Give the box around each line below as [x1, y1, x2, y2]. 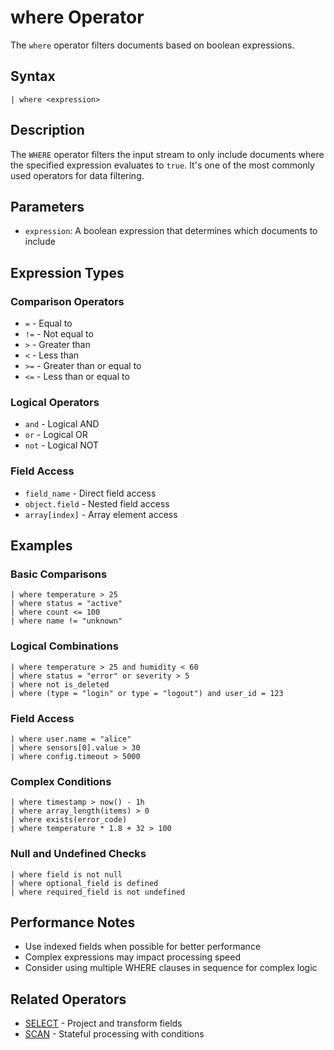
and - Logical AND [24, 418, 100, 430]
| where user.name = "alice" [10, 734, 132, 744]
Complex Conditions [10, 774, 112, 788]
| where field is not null [10, 869, 123, 880]
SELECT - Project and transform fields [24, 1017, 183, 1030]
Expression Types [10, 264, 125, 281]
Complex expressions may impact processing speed [24, 951, 241, 963]
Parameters [10, 198, 85, 215]
